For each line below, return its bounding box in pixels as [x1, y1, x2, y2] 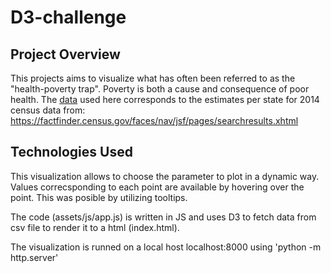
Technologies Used [10, 144, 133, 161]
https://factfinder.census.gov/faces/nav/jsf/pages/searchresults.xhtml [10, 115, 299, 126]
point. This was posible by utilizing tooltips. [10, 191, 188, 203]
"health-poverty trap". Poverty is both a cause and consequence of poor [10, 83, 310, 95]
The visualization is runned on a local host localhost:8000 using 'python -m [10, 241, 322, 253]
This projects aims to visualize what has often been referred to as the [10, 72, 296, 84]
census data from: [10, 104, 86, 116]
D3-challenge [10, 6, 127, 29]
